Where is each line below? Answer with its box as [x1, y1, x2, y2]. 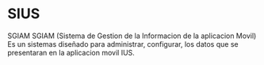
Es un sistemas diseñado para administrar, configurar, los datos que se [7, 39, 239, 48]
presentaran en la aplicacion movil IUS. [7, 48, 136, 57]
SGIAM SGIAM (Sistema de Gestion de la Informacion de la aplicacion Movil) [7, 31, 257, 40]
